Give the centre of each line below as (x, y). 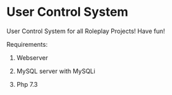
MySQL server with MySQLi (56, 71)
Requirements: (27, 44)
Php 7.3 (27, 84)
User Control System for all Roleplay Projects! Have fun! (86, 31)
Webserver (32, 57)
